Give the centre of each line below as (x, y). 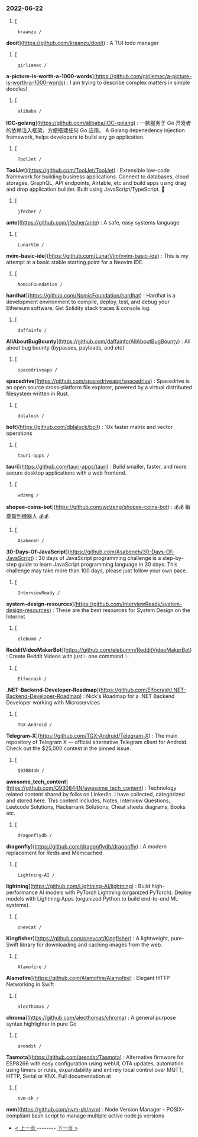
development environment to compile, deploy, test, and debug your (88, 302)
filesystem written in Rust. (38, 394)
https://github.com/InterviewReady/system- (129, 604)
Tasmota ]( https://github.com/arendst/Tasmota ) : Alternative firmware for (95, 1057)
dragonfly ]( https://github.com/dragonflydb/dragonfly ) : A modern (87, 847)
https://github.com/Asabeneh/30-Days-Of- (122, 552)
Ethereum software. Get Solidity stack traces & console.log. (78, 308)
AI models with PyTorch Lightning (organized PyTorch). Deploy (116, 892)
